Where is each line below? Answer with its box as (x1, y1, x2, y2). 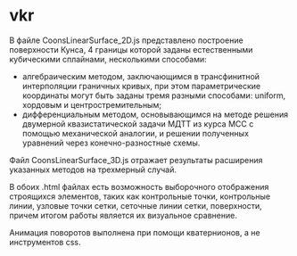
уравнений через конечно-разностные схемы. (21, 137, 201, 148)
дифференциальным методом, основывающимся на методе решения (21, 109, 288, 120)
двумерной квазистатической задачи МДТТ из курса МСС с (21, 118, 254, 129)
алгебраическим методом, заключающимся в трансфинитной (21, 70, 260, 81)
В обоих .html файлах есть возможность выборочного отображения (9, 181, 269, 192)
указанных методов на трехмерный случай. (9, 164, 177, 175)
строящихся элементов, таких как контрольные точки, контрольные (9, 191, 271, 202)
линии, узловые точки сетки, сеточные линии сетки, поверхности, (9, 200, 263, 211)
